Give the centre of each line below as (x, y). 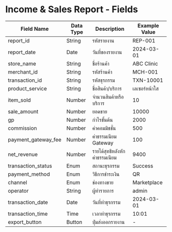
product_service (27, 88)
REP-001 (144, 40)
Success (143, 166)
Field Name (35, 29)
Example (148, 26)
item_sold (19, 100)
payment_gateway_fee (35, 140)
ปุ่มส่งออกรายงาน (108, 222)
